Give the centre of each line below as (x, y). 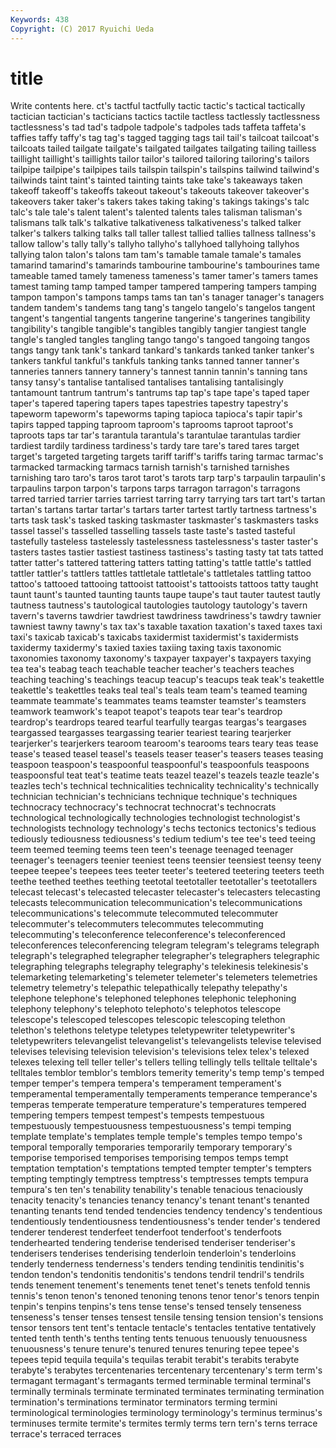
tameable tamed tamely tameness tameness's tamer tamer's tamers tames (164, 276)
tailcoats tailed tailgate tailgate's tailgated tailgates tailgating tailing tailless (163, 148)
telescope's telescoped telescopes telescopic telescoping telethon (148, 1020)
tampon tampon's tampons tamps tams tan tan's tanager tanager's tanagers (167, 297)
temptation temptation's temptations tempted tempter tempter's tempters (161, 1168)
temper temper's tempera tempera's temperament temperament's (146, 1083)
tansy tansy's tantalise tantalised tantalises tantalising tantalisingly (147, 382)
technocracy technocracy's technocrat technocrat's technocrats (143, 807)
